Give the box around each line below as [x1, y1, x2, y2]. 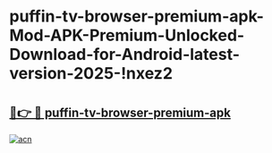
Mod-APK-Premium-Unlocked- [9, 25, 245, 46]
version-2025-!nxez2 [9, 64, 173, 84]
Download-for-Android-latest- [9, 45, 240, 64]
